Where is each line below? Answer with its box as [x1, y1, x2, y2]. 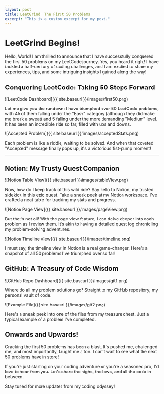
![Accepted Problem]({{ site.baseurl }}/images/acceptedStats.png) [5, 131, 139, 137]
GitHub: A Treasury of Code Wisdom [5, 264, 119, 273]
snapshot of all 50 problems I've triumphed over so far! [5, 250, 116, 256]
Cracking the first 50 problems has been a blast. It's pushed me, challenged [5, 343, 158, 350]
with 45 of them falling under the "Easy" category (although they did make [5, 111, 155, 117]
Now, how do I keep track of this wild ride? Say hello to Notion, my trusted [5, 186, 154, 192]
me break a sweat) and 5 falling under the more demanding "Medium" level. [5, 116, 158, 122]
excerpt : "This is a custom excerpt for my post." [5, 16, 110, 21]
